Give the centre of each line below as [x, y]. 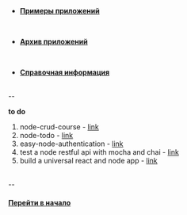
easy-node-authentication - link [72, 144]
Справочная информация [65, 72]
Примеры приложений [60, 11]
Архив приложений [54, 42]
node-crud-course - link [59, 127]
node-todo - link [46, 135]
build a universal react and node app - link [89, 161]
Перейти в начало [40, 202]
